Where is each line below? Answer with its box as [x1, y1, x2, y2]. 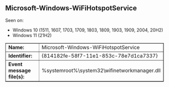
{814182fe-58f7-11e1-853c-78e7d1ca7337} [41, 52, 158, 59]
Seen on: [5, 17, 24, 23]
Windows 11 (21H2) [12, 32, 52, 38]
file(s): [8, 73, 25, 80]
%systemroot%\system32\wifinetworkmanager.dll [41, 67, 161, 74]
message [8, 67, 31, 74]
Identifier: [8, 52, 33, 59]
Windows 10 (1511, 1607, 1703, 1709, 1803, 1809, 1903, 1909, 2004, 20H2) [12, 27, 163, 33]
